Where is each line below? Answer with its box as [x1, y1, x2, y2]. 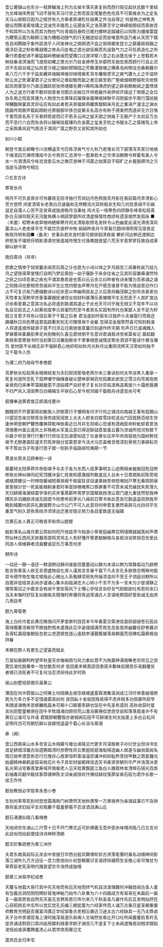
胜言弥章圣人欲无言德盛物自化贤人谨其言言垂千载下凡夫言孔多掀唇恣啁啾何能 [5, 568, 158, 573]
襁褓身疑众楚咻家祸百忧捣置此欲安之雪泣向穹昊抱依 [55, 376, 158, 382]
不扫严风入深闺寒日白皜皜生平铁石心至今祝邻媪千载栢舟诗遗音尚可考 [5, 388, 141, 394]
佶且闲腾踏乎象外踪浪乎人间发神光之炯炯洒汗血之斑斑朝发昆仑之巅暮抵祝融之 [5, 41, 158, 46]
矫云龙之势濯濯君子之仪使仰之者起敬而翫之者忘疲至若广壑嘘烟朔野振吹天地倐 [5, 77, 158, 82]
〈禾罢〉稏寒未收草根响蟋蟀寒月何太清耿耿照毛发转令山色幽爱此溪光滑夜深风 [5, 220, 158, 225]
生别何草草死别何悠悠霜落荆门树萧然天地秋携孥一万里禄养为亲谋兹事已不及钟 [5, 798, 158, 804]
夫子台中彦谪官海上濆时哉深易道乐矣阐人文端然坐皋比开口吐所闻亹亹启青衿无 [5, 914, 158, 920]
